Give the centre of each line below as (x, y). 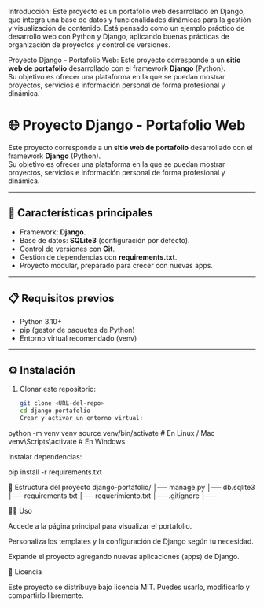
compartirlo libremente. (46, 595)
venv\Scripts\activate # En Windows (67, 441)
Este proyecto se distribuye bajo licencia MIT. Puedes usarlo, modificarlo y (129, 587)
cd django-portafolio (55, 411)
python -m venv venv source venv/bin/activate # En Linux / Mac (112, 433)
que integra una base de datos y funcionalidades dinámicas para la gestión (130, 20)
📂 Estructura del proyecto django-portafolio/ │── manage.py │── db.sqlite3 (132, 487)
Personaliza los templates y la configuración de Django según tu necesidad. (131, 541)
